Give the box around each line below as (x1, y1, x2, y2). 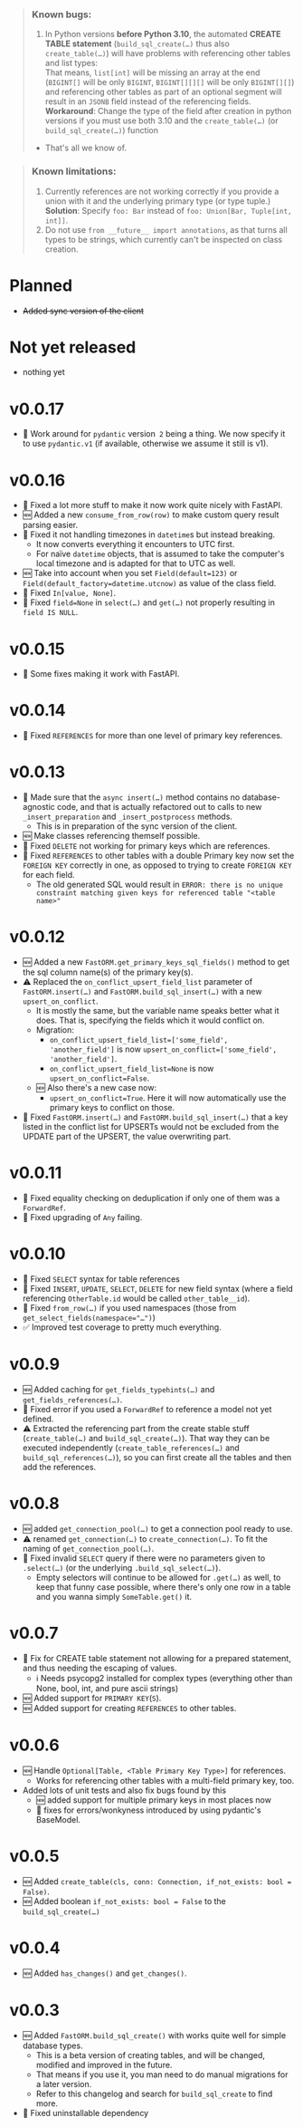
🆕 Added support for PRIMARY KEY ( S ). (22, 1692, 162, 1703)
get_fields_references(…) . (22, 1394, 123, 1405)
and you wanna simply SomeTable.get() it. (35, 1591, 193, 1602)
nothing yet (22, 367, 65, 378)
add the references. (22, 1461, 97, 1472)
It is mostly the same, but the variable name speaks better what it (35, 1006, 279, 1016)
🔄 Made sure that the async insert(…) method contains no (22, 792, 241, 803)
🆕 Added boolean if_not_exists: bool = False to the (22, 1895, 226, 1906)
